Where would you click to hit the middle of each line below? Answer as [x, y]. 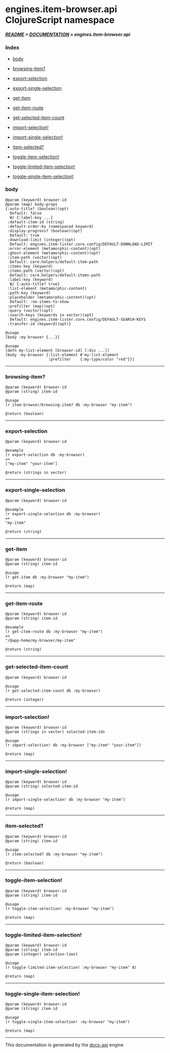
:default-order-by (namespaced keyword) [51, 226]
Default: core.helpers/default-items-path [55, 275]
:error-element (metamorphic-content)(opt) [54, 248]
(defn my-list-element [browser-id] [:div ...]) [57, 350]
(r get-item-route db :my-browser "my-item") [54, 632]
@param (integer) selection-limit [42, 954]
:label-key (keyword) [30, 279]
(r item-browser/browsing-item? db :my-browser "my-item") [69, 405]
